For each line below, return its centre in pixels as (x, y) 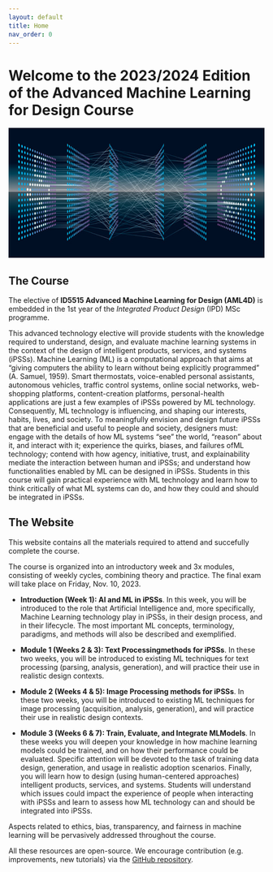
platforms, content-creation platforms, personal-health (133, 394)
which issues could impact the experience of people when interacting (136, 793)
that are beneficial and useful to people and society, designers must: (123, 428)
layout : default (36, 17)
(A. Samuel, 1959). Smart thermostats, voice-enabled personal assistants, (132, 377)
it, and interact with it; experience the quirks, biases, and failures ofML (126, 446)
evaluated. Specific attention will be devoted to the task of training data (139, 758)
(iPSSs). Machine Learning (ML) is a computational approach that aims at (131, 359)
